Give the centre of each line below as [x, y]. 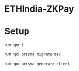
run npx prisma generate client [37, 64]
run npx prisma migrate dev [33, 54]
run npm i [14, 45]
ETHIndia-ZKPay [39, 9]
